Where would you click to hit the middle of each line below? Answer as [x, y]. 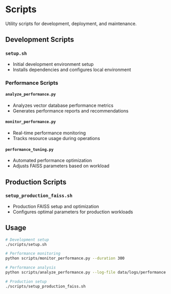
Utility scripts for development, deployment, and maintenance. [71, 24]
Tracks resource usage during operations [56, 138]
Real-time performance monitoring [49, 133]
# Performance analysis [31, 268]
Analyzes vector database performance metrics [63, 105]
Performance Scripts [32, 83]
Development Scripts [40, 40]
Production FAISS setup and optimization [56, 206]
